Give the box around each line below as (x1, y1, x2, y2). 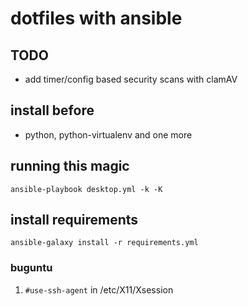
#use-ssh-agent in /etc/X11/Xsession (24, 283, 174, 296)
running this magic (10, 158, 130, 175)
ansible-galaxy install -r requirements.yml (10, 238, 199, 248)
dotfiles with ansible (10, 7, 183, 30)
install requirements (10, 212, 139, 229)
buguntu (10, 261, 53, 275)
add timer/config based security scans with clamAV (24, 73, 238, 85)
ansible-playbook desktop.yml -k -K (10, 184, 163, 194)
